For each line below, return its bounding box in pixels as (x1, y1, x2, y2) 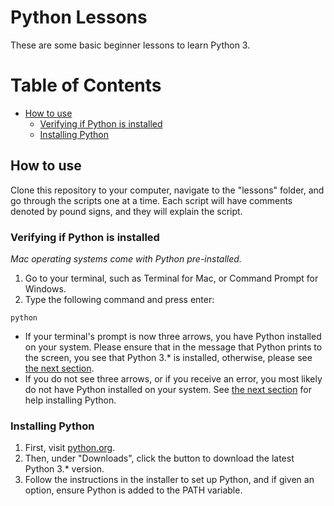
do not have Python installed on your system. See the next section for (24, 383, 312, 395)
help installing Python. (24, 394, 117, 406)
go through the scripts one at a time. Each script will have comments (10, 194, 293, 206)
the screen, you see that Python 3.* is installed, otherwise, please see (24, 351, 313, 363)
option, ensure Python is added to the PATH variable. (24, 484, 243, 496)
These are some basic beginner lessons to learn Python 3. (10, 39, 251, 51)
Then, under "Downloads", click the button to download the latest (24, 452, 295, 465)
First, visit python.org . (24, 442, 116, 454)
